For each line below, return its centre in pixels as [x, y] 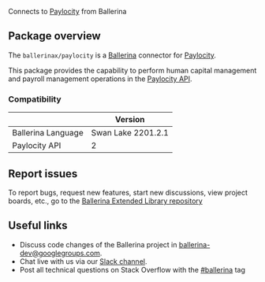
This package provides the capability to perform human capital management [132, 70]
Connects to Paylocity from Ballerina [67, 11]
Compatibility [35, 99]
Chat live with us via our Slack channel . [83, 261]
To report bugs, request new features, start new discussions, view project [128, 192]
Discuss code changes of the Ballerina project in [98, 244]
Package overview [54, 36]
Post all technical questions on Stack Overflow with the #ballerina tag [132, 269]
